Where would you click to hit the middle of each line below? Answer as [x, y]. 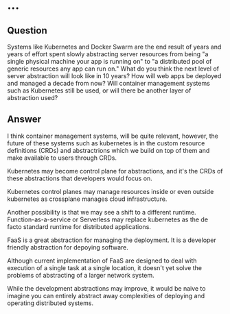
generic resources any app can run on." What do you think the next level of [113, 69]
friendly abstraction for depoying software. [68, 247]
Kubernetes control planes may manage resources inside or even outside [111, 191]
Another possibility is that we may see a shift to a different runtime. [102, 212]
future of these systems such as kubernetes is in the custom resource [106, 143]
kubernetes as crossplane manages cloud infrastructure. [87, 199]
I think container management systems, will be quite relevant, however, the [113, 136]
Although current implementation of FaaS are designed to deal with [102, 261]
